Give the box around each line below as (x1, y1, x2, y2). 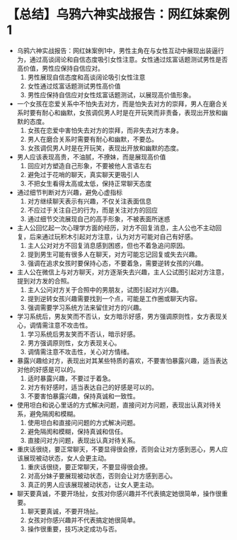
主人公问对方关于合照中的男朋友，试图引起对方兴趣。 (27, 285, 183, 294)
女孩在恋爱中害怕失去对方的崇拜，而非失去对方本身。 (27, 125, 183, 135)
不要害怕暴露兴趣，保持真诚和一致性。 (27, 391, 139, 400)
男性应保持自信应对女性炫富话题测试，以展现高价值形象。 (27, 90, 195, 99)
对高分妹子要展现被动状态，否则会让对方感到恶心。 (27, 471, 177, 480)
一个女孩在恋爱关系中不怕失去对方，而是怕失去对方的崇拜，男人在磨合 (16, 99, 222, 108)
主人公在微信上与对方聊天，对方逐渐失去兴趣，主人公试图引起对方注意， (16, 267, 228, 276)
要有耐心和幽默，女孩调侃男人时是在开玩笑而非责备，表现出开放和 (29, 108, 222, 117)
